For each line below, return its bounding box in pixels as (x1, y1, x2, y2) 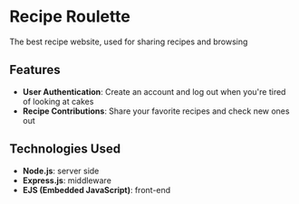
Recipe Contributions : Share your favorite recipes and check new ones (22, 106, 290, 116)
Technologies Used (9, 142, 121, 157)
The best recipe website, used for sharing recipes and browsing (9, 36, 248, 47)
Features (9, 62, 61, 78)
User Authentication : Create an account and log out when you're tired (22, 86, 286, 97)
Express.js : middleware (22, 174, 111, 186)
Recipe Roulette (9, 6, 131, 27)
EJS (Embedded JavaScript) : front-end (22, 184, 171, 195)
